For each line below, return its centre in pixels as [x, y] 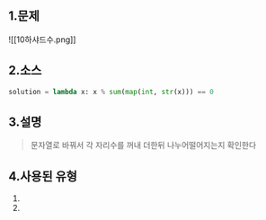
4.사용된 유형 [43, 176]
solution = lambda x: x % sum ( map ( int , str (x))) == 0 [111, 92]
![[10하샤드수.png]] [42, 40]
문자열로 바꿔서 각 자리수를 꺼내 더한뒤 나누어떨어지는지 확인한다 [143, 145]
